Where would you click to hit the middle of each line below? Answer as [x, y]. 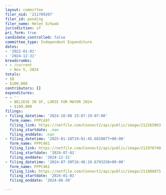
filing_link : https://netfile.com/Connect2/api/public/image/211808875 [85, 171]
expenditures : [20, 93]
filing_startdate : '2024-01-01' [43, 176]
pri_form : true [21, 33]
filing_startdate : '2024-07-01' [43, 153]
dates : [12, 47]
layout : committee [24, 10]
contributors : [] [23, 88]
